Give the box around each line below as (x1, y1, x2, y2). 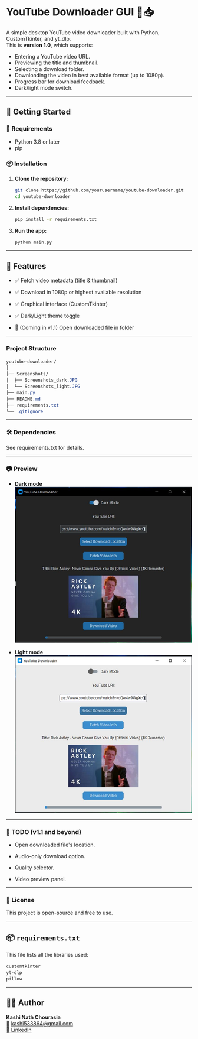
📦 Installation (6, 160, 47, 168)
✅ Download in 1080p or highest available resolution (14, 288, 142, 296)
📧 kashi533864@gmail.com (6, 1019, 74, 1027)
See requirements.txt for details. (6, 444, 84, 451)
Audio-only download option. (14, 852, 85, 859)
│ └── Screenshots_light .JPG (6, 384, 81, 389)
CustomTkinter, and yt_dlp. (6, 35, 71, 42)
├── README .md (6, 396, 41, 402)
